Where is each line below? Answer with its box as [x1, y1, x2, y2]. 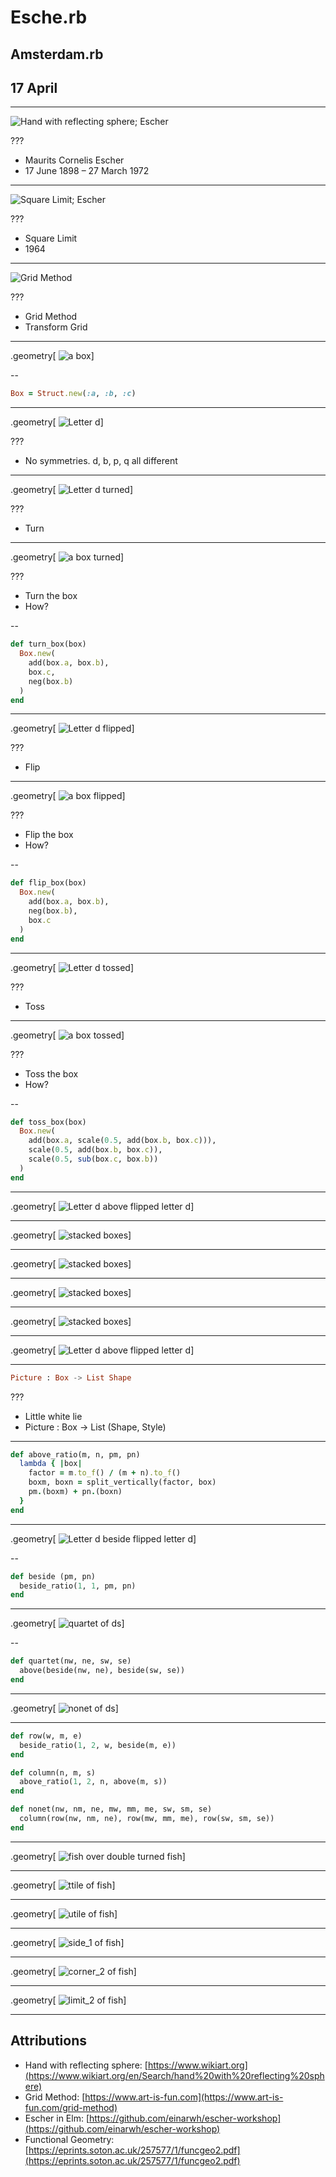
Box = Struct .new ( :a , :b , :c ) [10, 389, 137, 399]
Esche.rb [10, 6, 88, 29]
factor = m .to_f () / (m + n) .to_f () [28, 1468, 182, 1478]
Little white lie [24, 1410, 83, 1422]
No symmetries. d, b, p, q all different [24, 455, 178, 467]
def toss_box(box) [10, 1117, 87, 1127]
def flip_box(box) [10, 878, 87, 888]
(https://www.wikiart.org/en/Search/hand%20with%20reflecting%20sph [24, 2069, 325, 2081]
